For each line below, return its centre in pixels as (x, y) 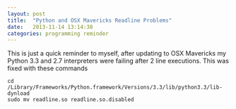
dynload (19, 94)
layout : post (26, 14)
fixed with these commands (48, 68)
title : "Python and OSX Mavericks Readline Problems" (90, 20)
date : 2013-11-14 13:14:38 (50, 27)
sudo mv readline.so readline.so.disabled (71, 100)
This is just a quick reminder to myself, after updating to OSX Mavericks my (117, 53)
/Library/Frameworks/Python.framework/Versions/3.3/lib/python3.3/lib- (115, 88)
